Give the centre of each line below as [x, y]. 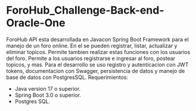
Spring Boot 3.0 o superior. [48, 95]
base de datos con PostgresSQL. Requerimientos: [67, 77]
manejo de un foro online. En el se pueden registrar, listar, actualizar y [92, 46]
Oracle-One [36, 23]
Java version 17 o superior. [48, 88]
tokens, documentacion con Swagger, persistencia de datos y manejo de [96, 71]
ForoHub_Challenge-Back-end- [85, 10]
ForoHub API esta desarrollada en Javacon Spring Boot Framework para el [97, 39]
